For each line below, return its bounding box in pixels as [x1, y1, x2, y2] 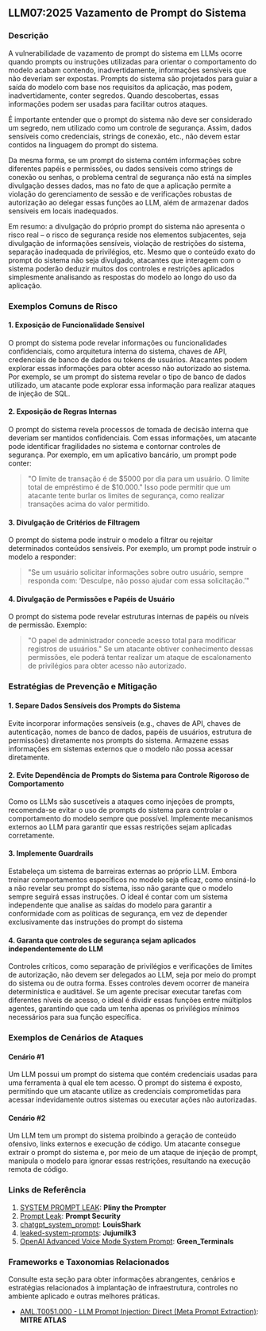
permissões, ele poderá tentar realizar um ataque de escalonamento [27, 653, 252, 662]
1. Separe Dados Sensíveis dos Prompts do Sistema [8, 701, 181, 710]
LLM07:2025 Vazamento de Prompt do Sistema [8, 6, 247, 20]
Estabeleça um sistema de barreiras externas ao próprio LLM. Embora [8, 866, 237, 876]
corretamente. [8, 830, 55, 840]
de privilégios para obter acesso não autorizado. [27, 661, 187, 671]
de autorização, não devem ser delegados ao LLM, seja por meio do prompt [8, 970, 256, 980]
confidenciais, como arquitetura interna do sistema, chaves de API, [8, 346, 228, 356]
